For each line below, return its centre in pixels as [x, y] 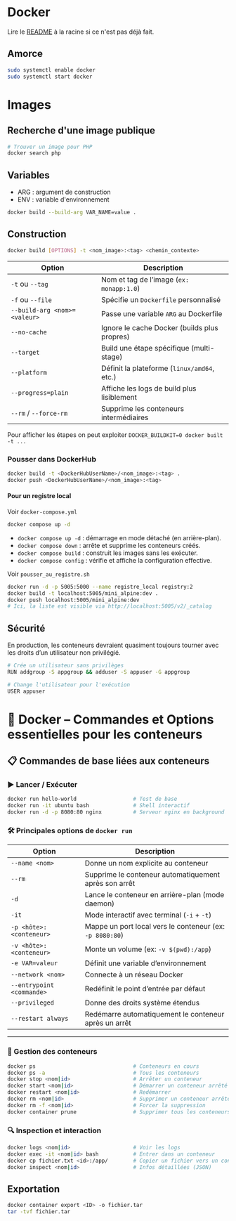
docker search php [34, 153]
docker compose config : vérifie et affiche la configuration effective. [114, 560]
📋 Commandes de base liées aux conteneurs [108, 761]
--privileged [33, 1003]
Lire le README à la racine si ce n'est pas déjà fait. [81, 32]
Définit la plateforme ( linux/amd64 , [158, 368]
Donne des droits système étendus [142, 1003]
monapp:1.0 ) [120, 288]
